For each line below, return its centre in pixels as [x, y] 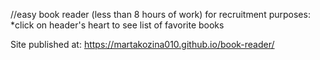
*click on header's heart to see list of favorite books [117, 25]
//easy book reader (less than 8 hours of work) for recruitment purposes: [160, 14]
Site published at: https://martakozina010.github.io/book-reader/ [142, 44]
